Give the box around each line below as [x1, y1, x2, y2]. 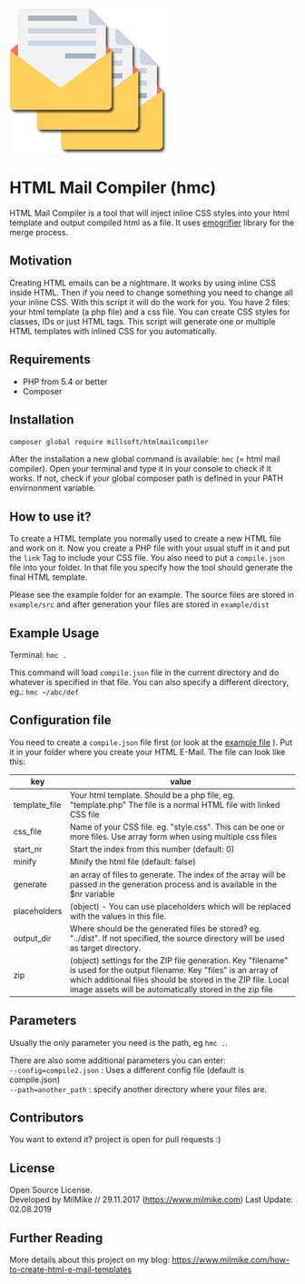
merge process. [9, 226, 69, 237]
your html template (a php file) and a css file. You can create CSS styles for [9, 306, 290, 317]
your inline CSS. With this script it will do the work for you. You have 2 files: [9, 296, 290, 307]
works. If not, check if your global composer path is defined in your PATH [9, 473, 284, 484]
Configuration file [9, 712, 112, 728]
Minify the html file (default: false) [69, 856, 197, 867]
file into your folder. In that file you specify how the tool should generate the [9, 562, 293, 573]
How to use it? [9, 509, 92, 524]
